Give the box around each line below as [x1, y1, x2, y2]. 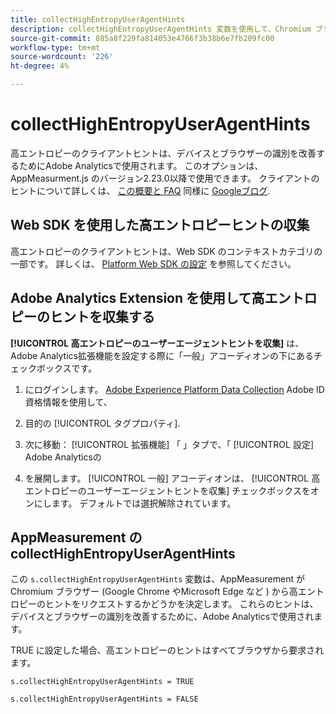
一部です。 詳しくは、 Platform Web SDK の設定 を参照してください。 [10, 257, 297, 270]
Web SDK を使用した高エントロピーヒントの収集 [10, 217, 310, 234]
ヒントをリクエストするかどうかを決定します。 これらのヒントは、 [44, 598, 319, 610]
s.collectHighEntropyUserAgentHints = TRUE [10, 677, 195, 687]
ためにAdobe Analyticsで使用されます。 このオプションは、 [18, 159, 264, 171]
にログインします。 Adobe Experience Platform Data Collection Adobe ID [24, 383, 325, 395]
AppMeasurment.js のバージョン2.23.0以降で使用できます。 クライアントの [10, 172, 320, 184]
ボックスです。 [36, 362, 98, 374]
